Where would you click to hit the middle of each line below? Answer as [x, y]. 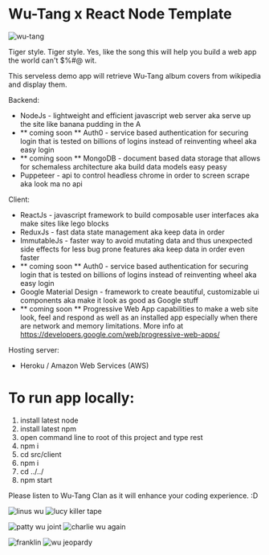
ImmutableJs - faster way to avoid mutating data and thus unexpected [136, 240]
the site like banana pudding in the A [80, 124]
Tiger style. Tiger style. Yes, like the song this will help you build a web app [132, 51]
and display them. [38, 84]
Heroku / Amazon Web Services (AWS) [84, 365]
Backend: [24, 100]
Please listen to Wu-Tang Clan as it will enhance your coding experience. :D [133, 496]
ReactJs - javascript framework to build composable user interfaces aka [139, 214]
